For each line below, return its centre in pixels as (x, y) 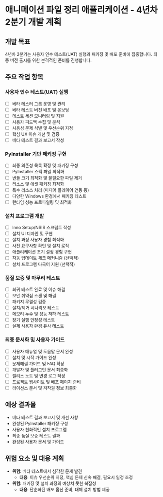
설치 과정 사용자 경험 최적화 (38, 240)
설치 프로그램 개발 (25, 216)
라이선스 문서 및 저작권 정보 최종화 (44, 388)
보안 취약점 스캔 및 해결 (34, 295)
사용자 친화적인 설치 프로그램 (39, 429)
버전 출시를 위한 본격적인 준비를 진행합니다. (51, 60)
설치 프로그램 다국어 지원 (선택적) (43, 264)
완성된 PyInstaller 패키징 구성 (40, 423)
